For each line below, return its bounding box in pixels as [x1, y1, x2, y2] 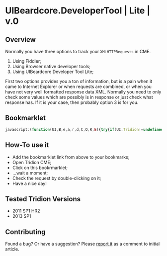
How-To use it [5, 141, 49, 149]
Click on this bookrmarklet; [12, 165, 68, 171]
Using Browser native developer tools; [12, 64, 91, 69]
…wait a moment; [12, 170, 48, 176]
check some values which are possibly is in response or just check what [5, 94, 153, 100]
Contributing [5, 228, 46, 236]
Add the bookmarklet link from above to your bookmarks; [12, 154, 130, 160]
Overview [5, 35, 36, 44]
